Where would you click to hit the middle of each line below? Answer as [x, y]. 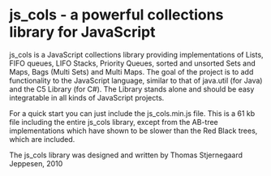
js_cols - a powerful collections [116, 15]
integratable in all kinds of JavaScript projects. [87, 97]
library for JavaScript [82, 32]
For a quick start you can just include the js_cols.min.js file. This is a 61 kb [132, 113]
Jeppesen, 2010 [36, 163]
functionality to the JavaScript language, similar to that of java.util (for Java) [136, 80]
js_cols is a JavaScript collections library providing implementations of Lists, [136, 54]
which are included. [42, 139]
